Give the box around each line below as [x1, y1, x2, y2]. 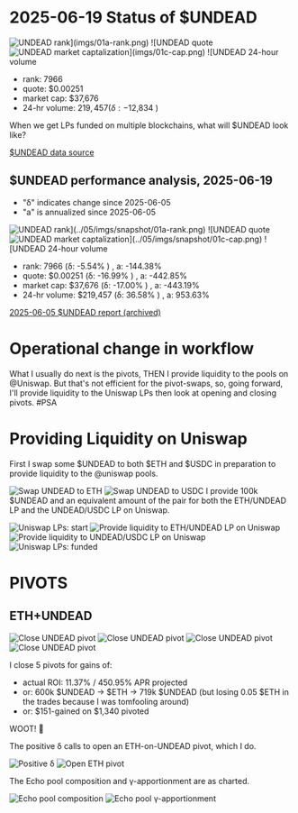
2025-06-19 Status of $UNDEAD [9, 7, 258, 28]
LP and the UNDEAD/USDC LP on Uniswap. [9, 504, 170, 516]
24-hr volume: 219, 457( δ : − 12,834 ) [22, 102, 159, 113]
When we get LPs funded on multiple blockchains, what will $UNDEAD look [9, 120, 289, 131]
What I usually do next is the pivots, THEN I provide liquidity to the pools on [9, 368, 289, 379]
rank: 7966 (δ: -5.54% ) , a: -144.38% [22, 260, 162, 271]
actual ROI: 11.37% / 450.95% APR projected [22, 677, 188, 688]
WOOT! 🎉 [9, 723, 44, 734]
